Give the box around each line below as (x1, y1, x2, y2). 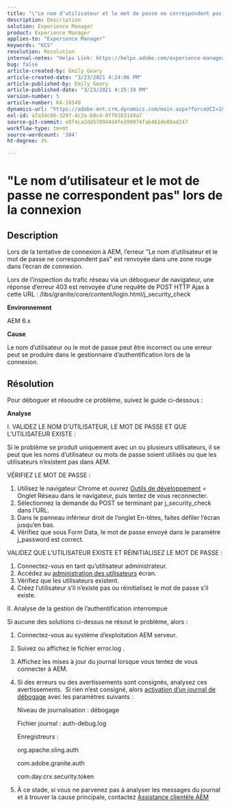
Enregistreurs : (16, 732, 59, 741)
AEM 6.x (7, 317, 31, 325)
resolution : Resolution (7, 49, 75, 56)
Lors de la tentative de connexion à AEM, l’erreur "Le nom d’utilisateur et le (7, 248, 218, 256)
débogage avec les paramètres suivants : (16, 692, 133, 700)
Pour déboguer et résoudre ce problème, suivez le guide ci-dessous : (7, 396, 203, 404)
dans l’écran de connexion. (7, 262, 84, 271)
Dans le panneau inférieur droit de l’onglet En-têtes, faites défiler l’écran (16, 513, 220, 521)
